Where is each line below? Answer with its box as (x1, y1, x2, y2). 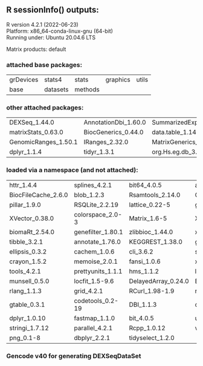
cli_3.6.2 (129, 247, 153, 256)
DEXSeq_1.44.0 (9, 118, 54, 126)
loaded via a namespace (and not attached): (6, 166, 138, 174)
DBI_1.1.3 (129, 300, 157, 309)
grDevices (9, 76, 39, 84)
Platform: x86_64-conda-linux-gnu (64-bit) (6, 27, 114, 34)
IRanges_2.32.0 (83, 138, 129, 146)
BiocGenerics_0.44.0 (83, 128, 144, 137)
